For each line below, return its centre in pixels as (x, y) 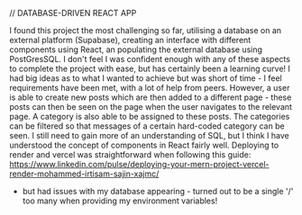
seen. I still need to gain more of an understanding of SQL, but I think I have (150, 135)
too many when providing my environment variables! (120, 201)
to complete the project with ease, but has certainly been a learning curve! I (150, 68)
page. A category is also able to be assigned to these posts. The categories (150, 116)
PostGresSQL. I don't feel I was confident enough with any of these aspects (150, 59)
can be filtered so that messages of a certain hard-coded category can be (147, 126)
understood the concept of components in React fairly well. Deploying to (144, 145)
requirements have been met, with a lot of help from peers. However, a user (150, 88)
